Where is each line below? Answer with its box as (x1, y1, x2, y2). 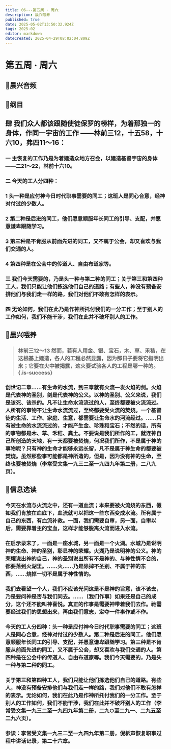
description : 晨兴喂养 (5, 12, 50, 17)
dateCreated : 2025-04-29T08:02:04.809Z (5, 36, 90, 41)
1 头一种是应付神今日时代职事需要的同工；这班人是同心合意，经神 (5, 192, 165, 199)
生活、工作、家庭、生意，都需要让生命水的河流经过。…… (15, 414, 157, 421)
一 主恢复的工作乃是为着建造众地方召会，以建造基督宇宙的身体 (5, 155, 158, 162)
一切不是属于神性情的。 (36, 570, 94, 578)
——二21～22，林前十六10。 (5, 163, 75, 170)
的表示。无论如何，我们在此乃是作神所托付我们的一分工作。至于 (5, 692, 162, 699)
